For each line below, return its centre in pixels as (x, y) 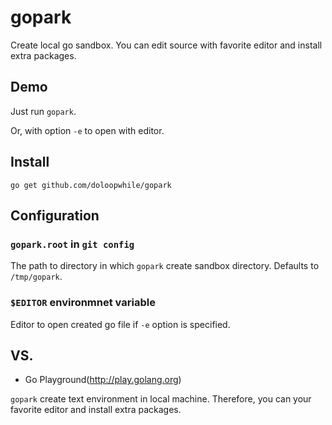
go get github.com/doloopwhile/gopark (91, 185)
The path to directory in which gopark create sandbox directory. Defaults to (165, 266)
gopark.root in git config (72, 244)
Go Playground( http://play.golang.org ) (103, 380)
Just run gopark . (43, 111)
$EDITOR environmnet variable (83, 303)
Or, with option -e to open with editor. (87, 130)
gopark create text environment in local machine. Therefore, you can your (161, 399)
